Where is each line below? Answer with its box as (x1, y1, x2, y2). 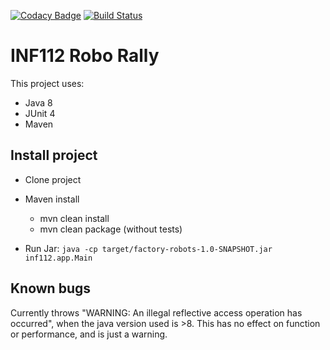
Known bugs (10, 280, 92, 297)
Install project (10, 147, 98, 164)
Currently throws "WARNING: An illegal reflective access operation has (10, 306, 303, 319)
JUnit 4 (24, 107, 56, 119)
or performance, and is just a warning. (10, 328, 168, 340)
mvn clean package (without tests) (39, 223, 183, 235)
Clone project (24, 173, 82, 185)
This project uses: (10, 77, 85, 89)
